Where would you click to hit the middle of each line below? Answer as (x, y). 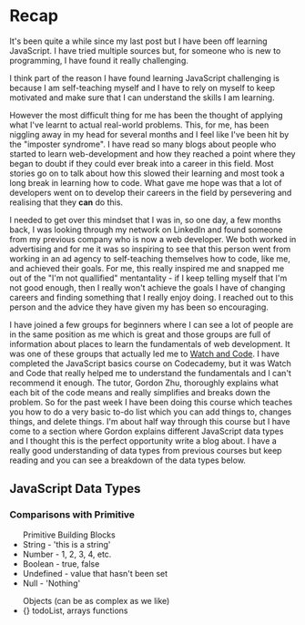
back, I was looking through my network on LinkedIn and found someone (146, 230)
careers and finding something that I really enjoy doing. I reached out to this (152, 297)
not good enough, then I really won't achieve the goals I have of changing (147, 287)
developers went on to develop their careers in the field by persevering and (151, 192)
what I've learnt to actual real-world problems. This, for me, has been (139, 125)
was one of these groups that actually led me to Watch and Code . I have (145, 353)
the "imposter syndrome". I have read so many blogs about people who (143, 144)
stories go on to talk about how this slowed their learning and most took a (147, 173)
